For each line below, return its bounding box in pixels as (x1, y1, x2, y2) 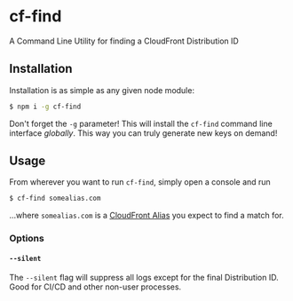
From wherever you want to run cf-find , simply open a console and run (9, 177, 271, 187)
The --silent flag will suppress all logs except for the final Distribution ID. (9, 273, 279, 283)
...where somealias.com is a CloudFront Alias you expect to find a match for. (9, 210, 284, 221)
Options (9, 233, 44, 245)
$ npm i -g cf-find (9, 102, 82, 111)
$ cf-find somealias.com (9, 194, 101, 203)
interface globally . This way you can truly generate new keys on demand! (9, 127, 278, 139)
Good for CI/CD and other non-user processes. (9, 281, 182, 292)
